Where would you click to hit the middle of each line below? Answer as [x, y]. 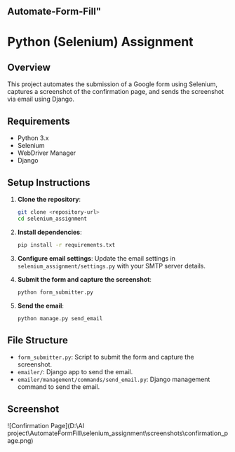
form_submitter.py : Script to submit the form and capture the [106, 357]
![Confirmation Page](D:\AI [46, 426]
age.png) [20, 441]
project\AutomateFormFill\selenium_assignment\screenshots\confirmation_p [118, 433]
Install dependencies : [49, 232]
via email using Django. [41, 99]
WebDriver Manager [47, 153]
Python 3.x [33, 138]
